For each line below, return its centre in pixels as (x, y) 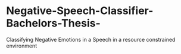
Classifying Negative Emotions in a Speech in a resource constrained (91, 39)
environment (22, 46)
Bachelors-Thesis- (54, 23)
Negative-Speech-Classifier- (80, 11)
